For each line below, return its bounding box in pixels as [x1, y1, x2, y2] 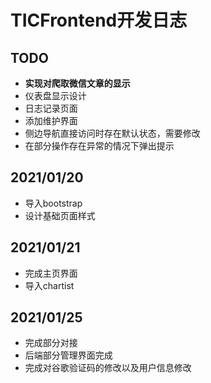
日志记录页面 [24, 102, 78, 114]
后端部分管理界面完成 [24, 349, 113, 361]
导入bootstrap [24, 197, 83, 209]
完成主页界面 [24, 267, 78, 279]
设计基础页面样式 [24, 209, 96, 221]
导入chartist [24, 279, 75, 291]
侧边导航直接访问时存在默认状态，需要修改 [24, 127, 201, 139]
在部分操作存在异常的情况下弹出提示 [24, 140, 175, 151]
